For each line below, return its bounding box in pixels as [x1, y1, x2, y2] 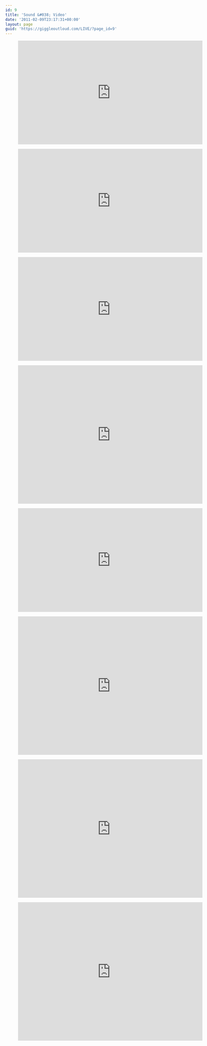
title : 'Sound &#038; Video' [5, 12, 67, 17]
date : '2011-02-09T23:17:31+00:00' [5, 17, 81, 22]
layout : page [5, 21, 33, 27]
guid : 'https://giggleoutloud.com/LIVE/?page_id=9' [5, 26, 117, 32]
